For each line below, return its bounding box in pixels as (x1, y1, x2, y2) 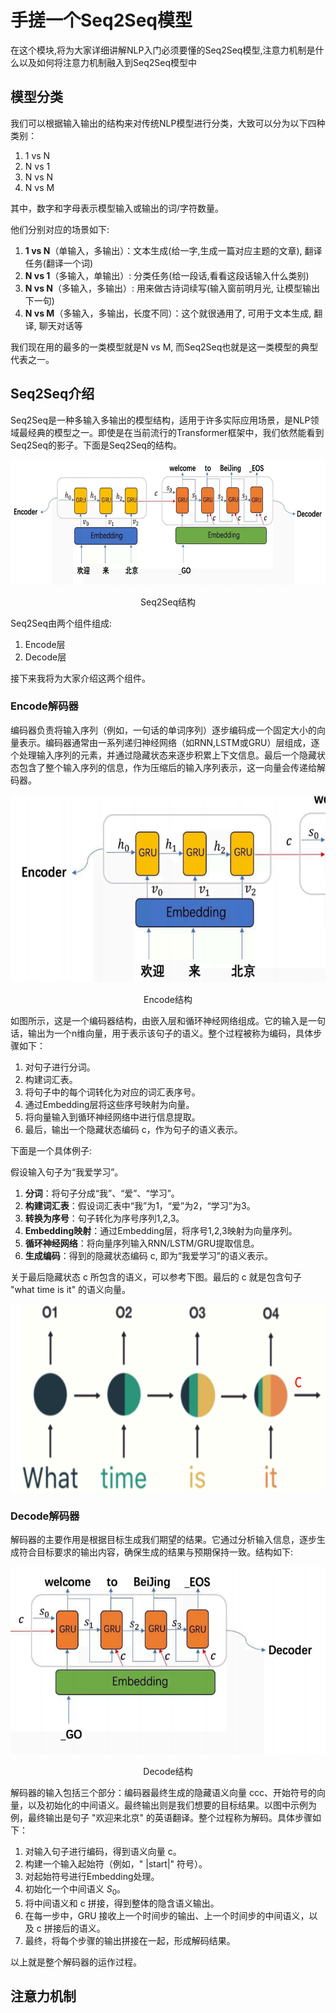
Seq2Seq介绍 (10, 386, 95, 403)
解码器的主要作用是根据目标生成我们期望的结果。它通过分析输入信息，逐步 (10, 1534, 317, 1546)
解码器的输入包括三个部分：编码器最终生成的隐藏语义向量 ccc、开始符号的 (10, 1787, 317, 1799)
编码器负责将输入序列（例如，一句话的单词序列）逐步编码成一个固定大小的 (10, 724, 317, 736)
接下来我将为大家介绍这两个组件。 (10, 672, 151, 684)
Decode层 (24, 651, 67, 663)
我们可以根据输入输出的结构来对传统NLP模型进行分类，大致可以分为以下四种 (10, 117, 326, 129)
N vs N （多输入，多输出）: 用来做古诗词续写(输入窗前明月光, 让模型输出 (24, 282, 321, 294)
